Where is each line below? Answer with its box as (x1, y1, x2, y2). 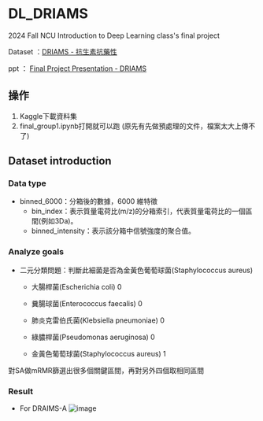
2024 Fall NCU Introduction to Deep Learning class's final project (8, 31, 220, 40)
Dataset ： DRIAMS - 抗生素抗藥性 (8, 46, 118, 56)
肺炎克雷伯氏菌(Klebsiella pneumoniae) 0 (31, 316, 165, 325)
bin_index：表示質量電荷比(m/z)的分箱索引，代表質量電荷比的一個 (31, 206, 246, 216)
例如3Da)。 (40, 216, 78, 226)
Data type (8, 178, 47, 189)
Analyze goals (8, 246, 65, 257)
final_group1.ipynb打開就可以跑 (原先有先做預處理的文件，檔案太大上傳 (19, 121, 249, 131)
